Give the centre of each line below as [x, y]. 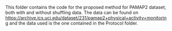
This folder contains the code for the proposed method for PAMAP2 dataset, [86, 7]
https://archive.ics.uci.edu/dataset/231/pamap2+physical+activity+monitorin [86, 18]
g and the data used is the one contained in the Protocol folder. [72, 23]
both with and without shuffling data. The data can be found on [72, 12]
